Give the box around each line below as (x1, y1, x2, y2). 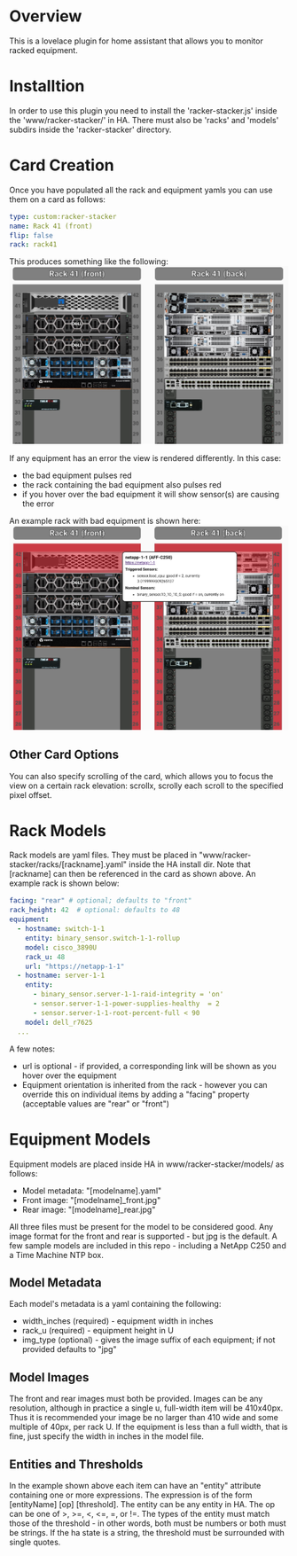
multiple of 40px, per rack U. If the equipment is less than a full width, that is (9, 1421, 288, 1433)
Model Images (9, 1370, 90, 1385)
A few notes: (9, 1044, 56, 1054)
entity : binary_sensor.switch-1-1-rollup (25, 934, 180, 942)
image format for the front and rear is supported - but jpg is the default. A (9, 1231, 277, 1241)
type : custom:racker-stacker (9, 212, 117, 221)
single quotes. (9, 1536, 61, 1547)
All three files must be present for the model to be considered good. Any (9, 1221, 274, 1232)
